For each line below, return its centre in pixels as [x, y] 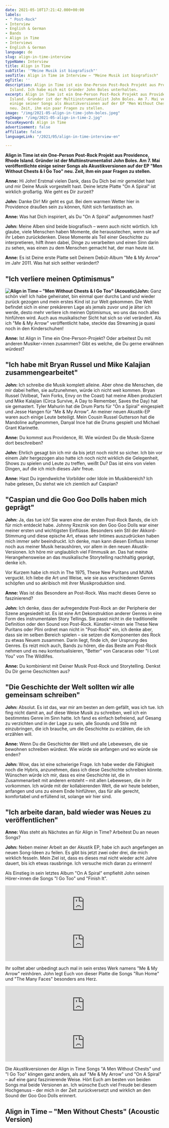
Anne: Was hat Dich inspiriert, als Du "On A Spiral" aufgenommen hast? [79, 217]
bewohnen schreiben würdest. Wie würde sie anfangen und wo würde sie [81, 749]
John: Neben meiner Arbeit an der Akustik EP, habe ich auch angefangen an [84, 847]
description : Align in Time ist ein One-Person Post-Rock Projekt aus [81, 85]
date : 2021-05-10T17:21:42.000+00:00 [45, 10]
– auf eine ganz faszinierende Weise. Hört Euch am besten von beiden [78, 1080]
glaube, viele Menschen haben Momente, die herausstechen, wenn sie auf [82, 232]
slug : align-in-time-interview [38, 57]
